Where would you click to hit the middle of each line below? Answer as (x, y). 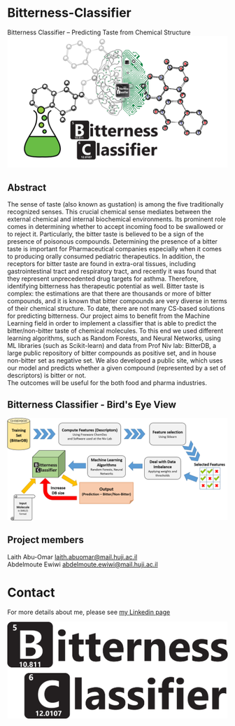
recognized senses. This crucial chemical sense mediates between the (109, 211)
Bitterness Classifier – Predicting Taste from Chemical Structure (99, 32)
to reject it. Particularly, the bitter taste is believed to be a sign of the (106, 234)
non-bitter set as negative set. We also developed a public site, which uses (115, 360)
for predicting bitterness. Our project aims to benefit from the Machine (109, 316)
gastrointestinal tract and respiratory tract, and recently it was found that (112, 271)
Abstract (27, 187)
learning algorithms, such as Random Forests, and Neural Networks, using (114, 338)
